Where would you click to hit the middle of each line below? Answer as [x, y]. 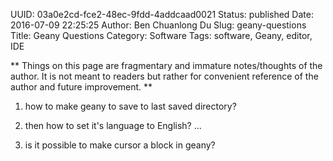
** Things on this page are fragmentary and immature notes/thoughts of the [166, 65]
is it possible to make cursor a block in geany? [120, 145]
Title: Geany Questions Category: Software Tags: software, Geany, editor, [161, 35]
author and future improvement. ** [81, 87]
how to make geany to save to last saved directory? [130, 106]
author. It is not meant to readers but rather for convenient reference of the [164, 76]
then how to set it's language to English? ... [113, 125]
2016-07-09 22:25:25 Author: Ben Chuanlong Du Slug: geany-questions [158, 25]
